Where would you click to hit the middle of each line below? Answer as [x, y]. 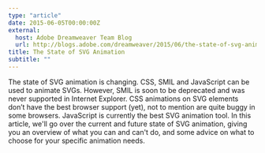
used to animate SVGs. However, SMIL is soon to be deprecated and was [127, 90]
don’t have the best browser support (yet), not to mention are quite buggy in [132, 106]
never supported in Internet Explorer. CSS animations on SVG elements [123, 99]
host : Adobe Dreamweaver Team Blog [74, 37]
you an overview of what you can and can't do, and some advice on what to [131, 132]
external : [24, 30]
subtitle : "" [30, 60]
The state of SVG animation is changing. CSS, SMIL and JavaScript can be [129, 82]
